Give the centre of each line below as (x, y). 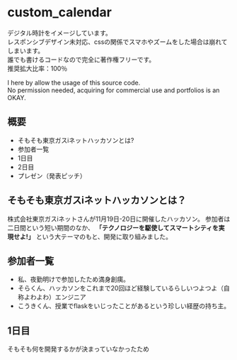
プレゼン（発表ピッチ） (52, 175)
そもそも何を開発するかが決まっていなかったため (79, 349)
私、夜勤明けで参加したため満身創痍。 (73, 279)
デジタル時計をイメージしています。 (59, 33)
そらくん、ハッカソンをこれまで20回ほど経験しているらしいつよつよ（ (121, 288)
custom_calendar (59, 12)
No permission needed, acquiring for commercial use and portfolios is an (114, 90)
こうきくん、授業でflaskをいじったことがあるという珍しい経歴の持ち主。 (124, 306)
